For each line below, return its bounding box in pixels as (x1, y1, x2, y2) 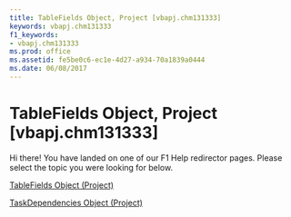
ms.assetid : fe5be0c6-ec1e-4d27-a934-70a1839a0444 (9, 55, 206, 64)
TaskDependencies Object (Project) (9, 197, 144, 208)
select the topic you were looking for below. (9, 162, 174, 173)
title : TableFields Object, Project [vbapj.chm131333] (9, 13, 222, 23)
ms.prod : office (9, 47, 71, 56)
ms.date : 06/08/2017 (9, 64, 88, 74)
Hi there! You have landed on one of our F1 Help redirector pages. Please (9, 152, 283, 163)
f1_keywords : (9, 30, 59, 39)
